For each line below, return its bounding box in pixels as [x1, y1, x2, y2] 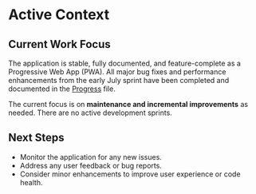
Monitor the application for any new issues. [19, 152, 162, 161]
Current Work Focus [8, 38, 112, 51]
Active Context [8, 6, 110, 24]
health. [19, 177, 43, 187]
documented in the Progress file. [8, 84, 116, 93]
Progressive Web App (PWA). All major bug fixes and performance [8, 67, 226, 77]
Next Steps [8, 131, 65, 145]
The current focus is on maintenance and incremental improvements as [8, 100, 249, 109]
